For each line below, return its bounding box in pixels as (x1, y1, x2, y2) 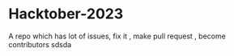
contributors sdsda (8, 39, 72, 49)
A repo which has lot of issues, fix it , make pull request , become (8, 31, 227, 41)
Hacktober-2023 (8, 5, 124, 23)
